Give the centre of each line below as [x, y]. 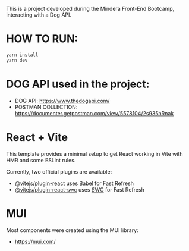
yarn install [22, 55]
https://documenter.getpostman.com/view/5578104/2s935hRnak [94, 113]
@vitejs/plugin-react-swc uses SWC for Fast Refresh [79, 189]
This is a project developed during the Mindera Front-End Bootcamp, [90, 9]
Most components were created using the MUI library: [72, 230]
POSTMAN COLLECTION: [46, 107]
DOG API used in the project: [78, 84]
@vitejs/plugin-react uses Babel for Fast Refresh [74, 183]
